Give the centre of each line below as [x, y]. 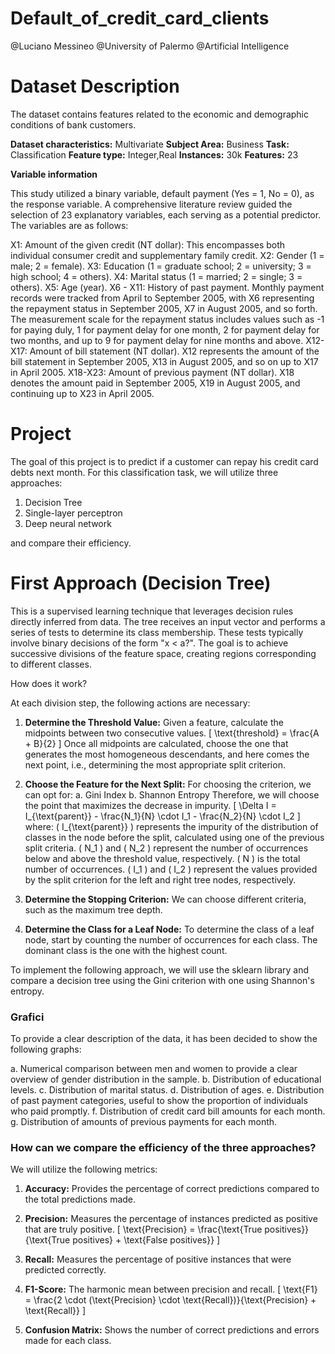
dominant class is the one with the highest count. [126, 950]
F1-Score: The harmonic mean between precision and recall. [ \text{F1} [171, 1289]
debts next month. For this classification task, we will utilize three [144, 472]
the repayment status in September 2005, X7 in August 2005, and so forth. [164, 308]
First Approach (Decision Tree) [141, 583]
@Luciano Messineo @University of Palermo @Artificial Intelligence [150, 46]
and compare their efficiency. [71, 543]
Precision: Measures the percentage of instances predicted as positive [171, 1219]
